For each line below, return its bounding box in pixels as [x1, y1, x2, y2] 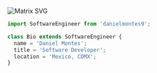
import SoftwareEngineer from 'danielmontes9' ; [7, 21, 151, 28]
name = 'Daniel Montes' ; [13, 40, 87, 47]
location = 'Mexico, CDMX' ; [13, 53, 97, 60]
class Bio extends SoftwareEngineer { [7, 33, 122, 40]
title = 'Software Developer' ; [13, 46, 107, 53]
